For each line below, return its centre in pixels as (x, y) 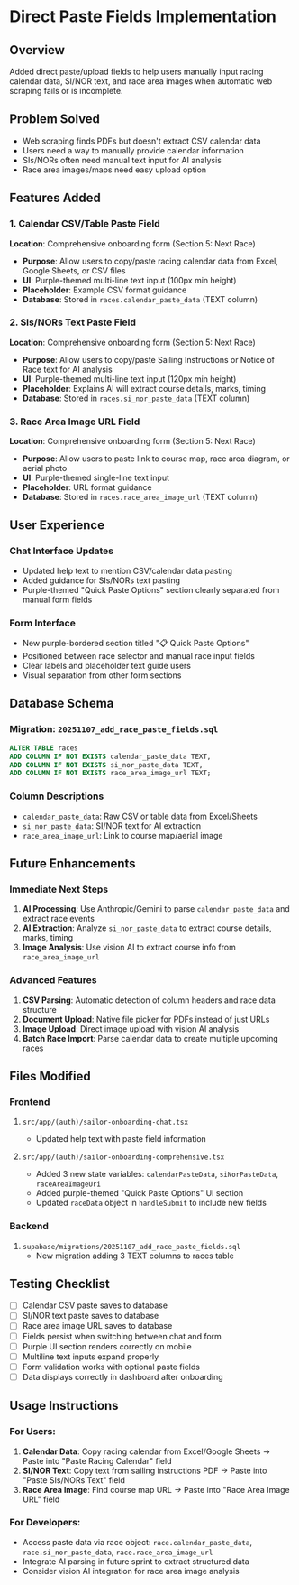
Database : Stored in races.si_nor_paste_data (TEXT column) (136, 398)
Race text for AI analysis (67, 369)
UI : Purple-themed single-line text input (95, 478)
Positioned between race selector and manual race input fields (138, 656)
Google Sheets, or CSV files (74, 270)
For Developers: (45, 1523)
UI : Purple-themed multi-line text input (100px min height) (129, 280)
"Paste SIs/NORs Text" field (74, 1480)
